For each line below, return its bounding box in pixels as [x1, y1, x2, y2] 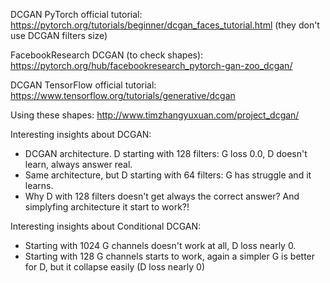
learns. [24, 180, 54, 191]
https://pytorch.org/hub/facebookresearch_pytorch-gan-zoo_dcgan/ [10, 60, 293, 71]
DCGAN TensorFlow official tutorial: [10, 79, 157, 91]
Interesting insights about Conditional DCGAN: [10, 220, 202, 232]
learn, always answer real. [24, 159, 133, 170]
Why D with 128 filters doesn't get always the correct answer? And [24, 190, 300, 202]
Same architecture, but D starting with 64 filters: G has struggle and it [24, 169, 312, 181]
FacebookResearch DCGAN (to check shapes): [10, 49, 204, 61]
